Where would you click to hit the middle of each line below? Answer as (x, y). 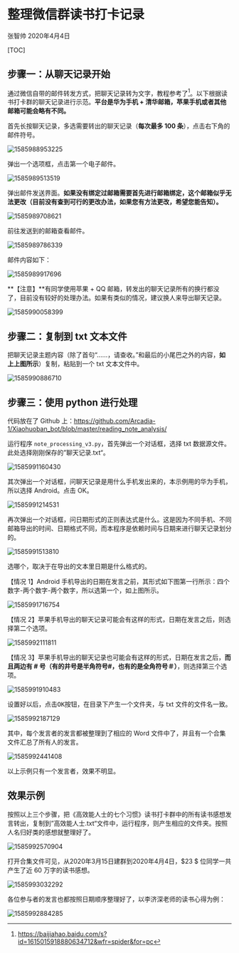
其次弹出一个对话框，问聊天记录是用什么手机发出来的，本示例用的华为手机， (119, 482)
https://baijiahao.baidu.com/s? (62, 934)
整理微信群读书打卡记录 (76, 15)
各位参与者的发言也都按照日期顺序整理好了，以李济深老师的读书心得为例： (116, 899)
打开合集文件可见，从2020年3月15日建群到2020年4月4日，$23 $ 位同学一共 (119, 861)
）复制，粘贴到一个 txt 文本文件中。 (91, 364)
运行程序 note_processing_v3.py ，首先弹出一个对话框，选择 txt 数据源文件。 (119, 444)
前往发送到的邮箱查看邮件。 (48, 231)
